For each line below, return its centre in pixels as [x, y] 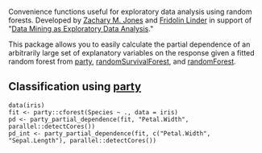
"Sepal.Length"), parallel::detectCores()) [83, 140]
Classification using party [75, 87]
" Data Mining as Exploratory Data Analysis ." [81, 29]
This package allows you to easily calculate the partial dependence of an [129, 44]
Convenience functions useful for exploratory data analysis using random [130, 12]
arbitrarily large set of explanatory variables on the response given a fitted [131, 53]
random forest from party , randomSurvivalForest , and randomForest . [122, 61]
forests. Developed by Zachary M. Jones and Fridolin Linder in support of [130, 20]
